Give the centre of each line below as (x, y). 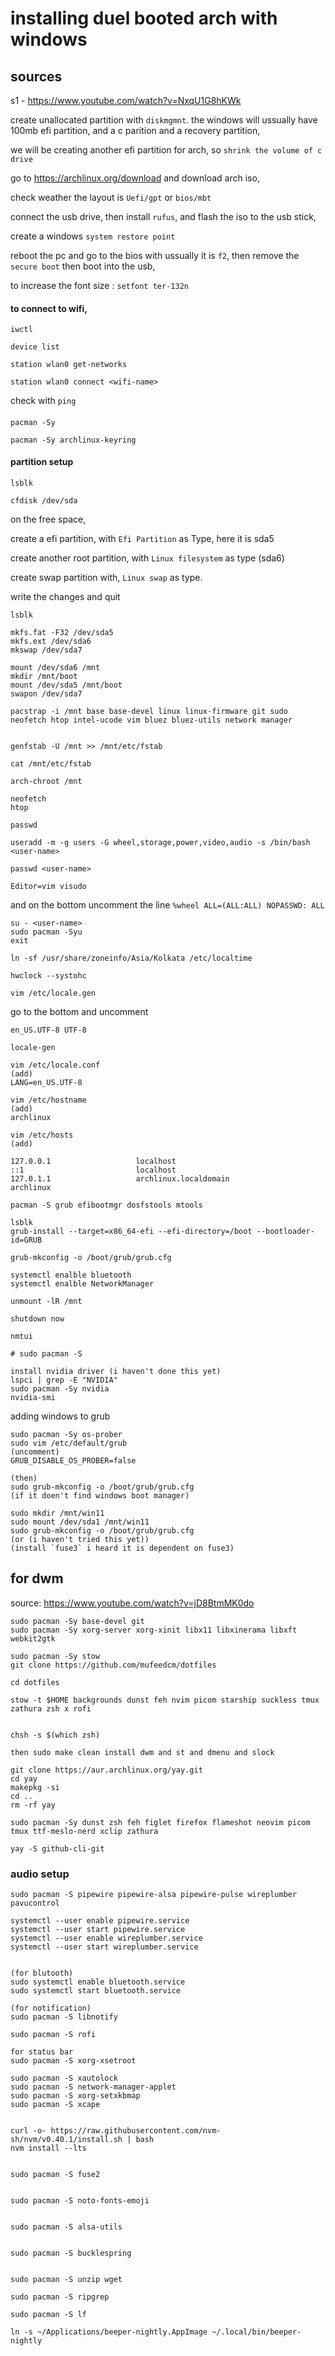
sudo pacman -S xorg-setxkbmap (75, 2096)
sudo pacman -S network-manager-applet (93, 2087)
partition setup (42, 462)
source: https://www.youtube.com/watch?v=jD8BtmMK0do (132, 1603)
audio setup (40, 1874)
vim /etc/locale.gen (53, 993)
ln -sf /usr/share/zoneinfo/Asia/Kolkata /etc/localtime (131, 958)
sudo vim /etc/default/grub (69, 1443)
